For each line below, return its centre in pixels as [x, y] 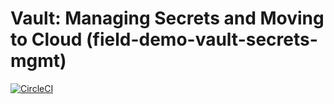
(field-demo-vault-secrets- [201, 39]
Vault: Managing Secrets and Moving [167, 18]
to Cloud [46, 39]
